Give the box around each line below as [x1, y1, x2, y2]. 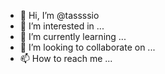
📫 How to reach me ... [19, 53, 113, 64]
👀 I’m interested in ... [19, 20, 105, 32]
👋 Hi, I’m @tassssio [19, 10, 100, 21]
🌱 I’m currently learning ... [19, 31, 127, 42]
